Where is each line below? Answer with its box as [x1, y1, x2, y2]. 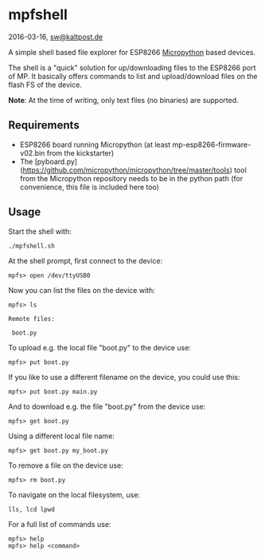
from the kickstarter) [46, 148, 115, 157]
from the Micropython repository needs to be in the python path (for [19, 173, 244, 183]
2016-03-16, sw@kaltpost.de [8, 32, 103, 42]
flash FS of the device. [8, 80, 82, 89]
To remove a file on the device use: [8, 461, 123, 470]
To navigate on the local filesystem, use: [8, 489, 141, 500]
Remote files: [8, 315, 56, 323]
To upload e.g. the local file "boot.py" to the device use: [8, 342, 191, 352]
